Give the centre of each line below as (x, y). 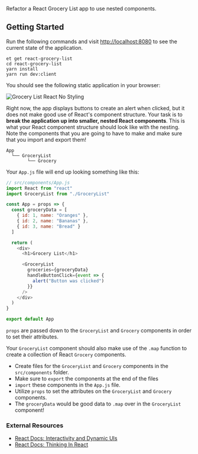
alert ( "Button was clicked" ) (68, 281)
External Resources (35, 425)
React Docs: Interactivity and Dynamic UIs (66, 439)
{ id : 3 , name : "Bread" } (49, 226)
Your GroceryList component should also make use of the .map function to (97, 349)
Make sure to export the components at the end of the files (86, 379)
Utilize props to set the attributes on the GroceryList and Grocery (93, 391)
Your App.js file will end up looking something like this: (73, 172)
